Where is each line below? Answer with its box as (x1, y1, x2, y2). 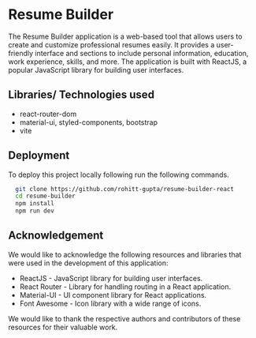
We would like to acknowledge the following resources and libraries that (8, 250, 242, 259)
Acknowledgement (8, 229, 104, 242)
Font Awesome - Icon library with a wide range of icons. (19, 299, 202, 308)
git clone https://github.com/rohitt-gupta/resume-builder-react (15, 185, 235, 193)
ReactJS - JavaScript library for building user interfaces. (19, 273, 203, 283)
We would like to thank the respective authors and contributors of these (8, 314, 241, 323)
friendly (8, 48, 34, 58)
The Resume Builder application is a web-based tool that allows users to (8, 32, 243, 41)
